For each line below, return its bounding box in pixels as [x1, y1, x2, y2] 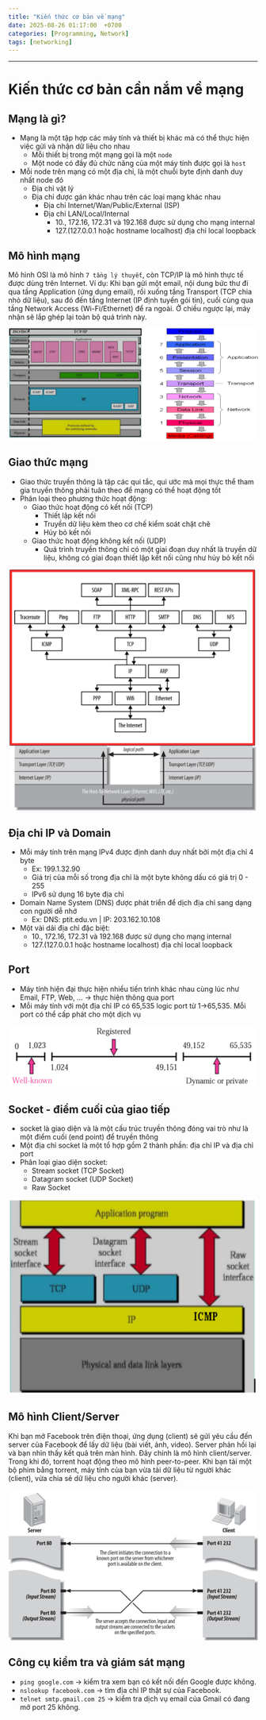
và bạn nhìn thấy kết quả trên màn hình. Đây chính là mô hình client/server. [8, 1448, 252, 1457]
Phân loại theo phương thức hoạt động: [19, 493, 148, 503]
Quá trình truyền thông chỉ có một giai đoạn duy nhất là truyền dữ [43, 544, 257, 553]
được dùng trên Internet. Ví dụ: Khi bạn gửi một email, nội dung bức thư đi [8, 279, 249, 288]
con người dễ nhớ [19, 906, 78, 916]
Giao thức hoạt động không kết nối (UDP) [31, 536, 166, 546]
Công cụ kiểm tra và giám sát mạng [8, 1656, 185, 1669]
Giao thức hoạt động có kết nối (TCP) [31, 502, 154, 511]
